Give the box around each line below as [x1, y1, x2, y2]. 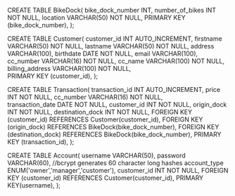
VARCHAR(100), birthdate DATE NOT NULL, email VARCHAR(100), [7, 49, 198, 58]
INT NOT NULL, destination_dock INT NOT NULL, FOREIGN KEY [7, 108, 192, 116]
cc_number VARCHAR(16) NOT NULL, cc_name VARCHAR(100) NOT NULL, [7, 57, 225, 65]
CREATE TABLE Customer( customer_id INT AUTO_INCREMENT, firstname [7, 34, 223, 43]
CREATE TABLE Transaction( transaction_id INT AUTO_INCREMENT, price [7, 86, 220, 93]
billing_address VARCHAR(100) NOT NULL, [7, 65, 132, 72]
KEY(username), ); [7, 181, 61, 189]
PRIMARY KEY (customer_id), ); [7, 72, 99, 80]
